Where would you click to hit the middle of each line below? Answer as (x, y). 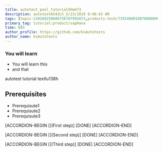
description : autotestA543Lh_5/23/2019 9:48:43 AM (57, 14)
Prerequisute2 (26, 111)
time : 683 (15, 28)
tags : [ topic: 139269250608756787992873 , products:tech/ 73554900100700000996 (83, 18)
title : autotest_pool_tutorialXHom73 (43, 9)
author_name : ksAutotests (31, 37)
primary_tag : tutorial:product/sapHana (45, 23)
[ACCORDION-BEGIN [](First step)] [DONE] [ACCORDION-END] (68, 125)
